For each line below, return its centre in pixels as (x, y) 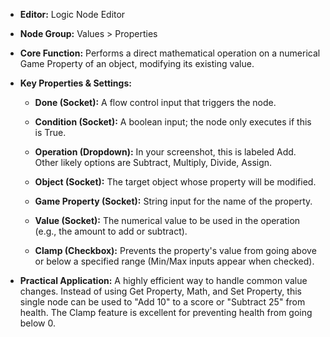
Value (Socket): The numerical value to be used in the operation (167, 220)
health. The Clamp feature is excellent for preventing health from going (166, 312)
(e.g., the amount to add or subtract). (111, 231)
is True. (50, 132)
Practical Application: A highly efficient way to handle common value (163, 280)
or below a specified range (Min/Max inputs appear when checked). (174, 261)
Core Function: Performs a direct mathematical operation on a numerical (170, 53)
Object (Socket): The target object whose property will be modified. (175, 182)
